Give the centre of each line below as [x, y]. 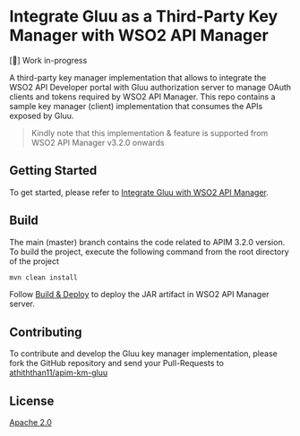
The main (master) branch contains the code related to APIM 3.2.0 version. [147, 242]
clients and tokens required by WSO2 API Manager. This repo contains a [142, 97]
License [32, 401]
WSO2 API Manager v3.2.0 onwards [98, 142]
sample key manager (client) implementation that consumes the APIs [136, 106]
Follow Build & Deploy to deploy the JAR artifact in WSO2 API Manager [140, 295]
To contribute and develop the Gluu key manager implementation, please [143, 354]
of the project [34, 261]
